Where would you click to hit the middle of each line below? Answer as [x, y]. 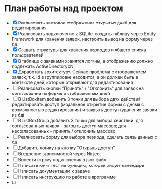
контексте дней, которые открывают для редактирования [72, 82]
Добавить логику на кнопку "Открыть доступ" [66, 148]
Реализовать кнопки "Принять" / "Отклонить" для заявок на [81, 88]
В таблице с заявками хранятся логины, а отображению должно [85, 61]
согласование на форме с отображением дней [61, 93]
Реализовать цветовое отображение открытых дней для [77, 23]
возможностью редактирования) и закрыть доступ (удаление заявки [84, 109]
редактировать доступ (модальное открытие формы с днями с [78, 104]
